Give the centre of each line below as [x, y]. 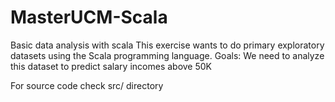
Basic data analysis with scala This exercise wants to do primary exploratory [167, 45]
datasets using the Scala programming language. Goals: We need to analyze [167, 55]
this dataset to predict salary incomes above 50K [111, 66]
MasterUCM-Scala [89, 17]
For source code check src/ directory [87, 85]
